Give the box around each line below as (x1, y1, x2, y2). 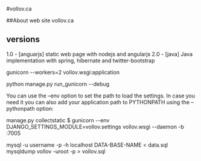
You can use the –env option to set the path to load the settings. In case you (6, 92, 195, 99)
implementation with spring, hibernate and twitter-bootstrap (6, 57, 155, 64)
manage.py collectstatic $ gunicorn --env (6, 116, 110, 123)
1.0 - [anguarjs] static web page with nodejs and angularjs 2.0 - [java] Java (6, 50, 193, 57)
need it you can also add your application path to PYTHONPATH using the (6, 98, 190, 105)
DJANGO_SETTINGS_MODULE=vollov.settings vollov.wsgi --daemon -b (6, 123, 184, 130)
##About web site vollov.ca (6, 17, 74, 24)
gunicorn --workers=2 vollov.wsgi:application (6, 68, 120, 76)
